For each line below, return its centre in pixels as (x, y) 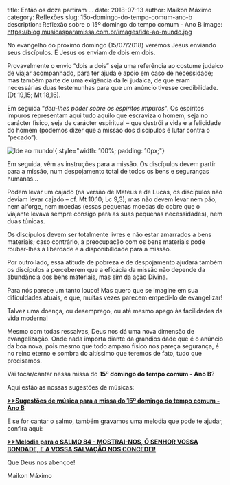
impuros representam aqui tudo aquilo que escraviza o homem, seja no (107, 115)
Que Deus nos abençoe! (41, 462)
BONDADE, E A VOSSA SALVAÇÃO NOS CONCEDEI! (82, 449)
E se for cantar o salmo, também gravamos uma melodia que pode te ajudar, (115, 421)
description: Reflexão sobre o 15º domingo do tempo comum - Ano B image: (115, 24)
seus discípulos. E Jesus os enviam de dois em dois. (81, 52)
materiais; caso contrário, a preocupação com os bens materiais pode (106, 242)
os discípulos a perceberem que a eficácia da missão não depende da (106, 270)
